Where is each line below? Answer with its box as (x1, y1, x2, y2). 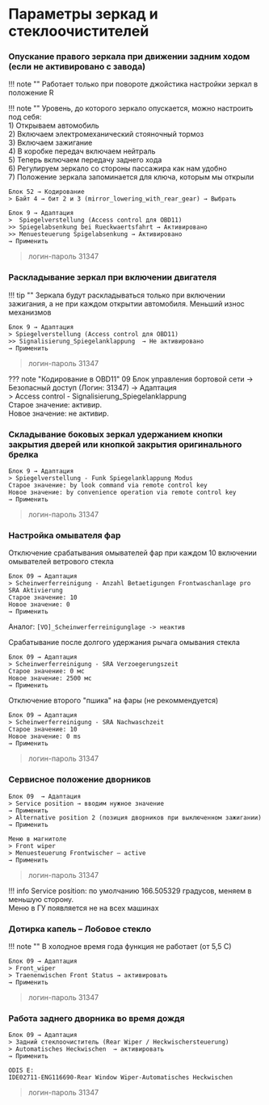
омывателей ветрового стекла (8, 557, 115, 567)
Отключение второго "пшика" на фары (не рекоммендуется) (8, 696, 219, 706)
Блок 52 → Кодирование (8, 188, 85, 196)
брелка (8, 449, 39, 460)
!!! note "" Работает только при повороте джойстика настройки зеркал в (8, 79, 258, 89)
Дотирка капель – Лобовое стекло (8, 923, 152, 934)
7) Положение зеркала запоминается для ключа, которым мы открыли (8, 172, 254, 182)
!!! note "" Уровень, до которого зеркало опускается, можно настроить (8, 103, 254, 113)
